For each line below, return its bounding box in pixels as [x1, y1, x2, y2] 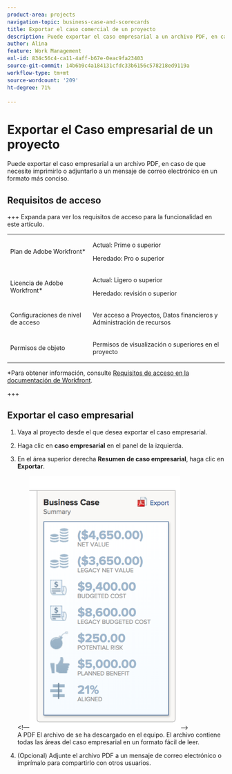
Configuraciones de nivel [10, 311, 81, 320]
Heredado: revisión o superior [92, 289, 177, 297]
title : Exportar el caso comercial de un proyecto [7, 26, 156, 33]
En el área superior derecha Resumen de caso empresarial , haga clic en [17, 454, 224, 463]
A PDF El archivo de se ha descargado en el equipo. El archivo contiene [17, 730, 221, 739]
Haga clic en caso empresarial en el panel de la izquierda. [17, 441, 184, 450]
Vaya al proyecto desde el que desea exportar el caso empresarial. [17, 427, 208, 436]
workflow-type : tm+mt [7, 69, 70, 76]
